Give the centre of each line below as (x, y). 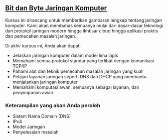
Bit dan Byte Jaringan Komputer (56, 8)
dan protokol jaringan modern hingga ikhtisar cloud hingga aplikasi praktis (82, 31)
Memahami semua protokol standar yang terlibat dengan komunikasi (83, 61)
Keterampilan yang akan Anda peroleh (53, 105)
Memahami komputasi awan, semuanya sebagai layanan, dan (76, 87)
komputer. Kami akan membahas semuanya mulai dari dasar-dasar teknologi (84, 25)
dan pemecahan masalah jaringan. (41, 36)
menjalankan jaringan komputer (45, 82)
